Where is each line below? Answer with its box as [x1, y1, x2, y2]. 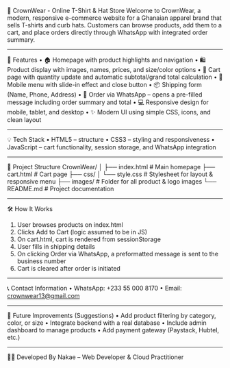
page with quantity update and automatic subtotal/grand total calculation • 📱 [7, 73, 223, 81]
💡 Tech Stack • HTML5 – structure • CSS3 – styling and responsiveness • [7, 136, 215, 143]
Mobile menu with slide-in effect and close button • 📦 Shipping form [7, 81, 202, 88]
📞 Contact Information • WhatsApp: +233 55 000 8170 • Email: [7, 284, 183, 292]
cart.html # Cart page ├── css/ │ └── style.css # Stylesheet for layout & [7, 170, 214, 178]
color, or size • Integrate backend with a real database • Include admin [7, 319, 207, 327]
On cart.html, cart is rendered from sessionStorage [16, 235, 161, 243]
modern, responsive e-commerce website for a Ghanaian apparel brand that [7, 14, 222, 22]
